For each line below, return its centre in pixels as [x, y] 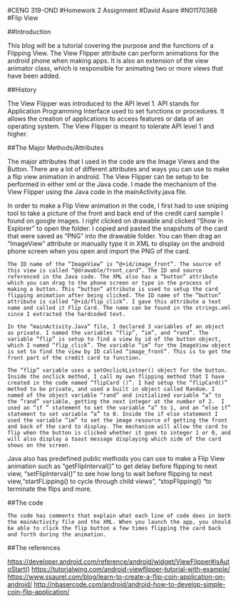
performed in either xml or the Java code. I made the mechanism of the [112, 184]
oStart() [19, 569]
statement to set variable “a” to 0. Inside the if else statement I [113, 414]
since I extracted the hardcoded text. [67, 314]
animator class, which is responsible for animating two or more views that [115, 68]
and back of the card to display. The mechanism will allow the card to [118, 427]
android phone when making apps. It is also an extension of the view [108, 61]
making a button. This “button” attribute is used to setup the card [113, 289]
